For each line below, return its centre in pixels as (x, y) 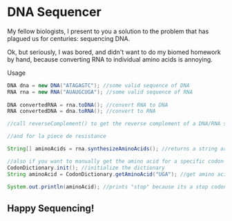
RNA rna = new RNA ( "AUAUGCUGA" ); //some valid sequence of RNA (100, 92)
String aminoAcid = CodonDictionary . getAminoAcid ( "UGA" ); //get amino (111, 174)
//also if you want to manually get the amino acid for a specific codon (116, 161)
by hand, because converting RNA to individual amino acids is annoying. (110, 59)
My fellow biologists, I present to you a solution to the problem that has (108, 31)
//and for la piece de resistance (57, 136)
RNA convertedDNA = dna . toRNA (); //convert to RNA (81, 112)
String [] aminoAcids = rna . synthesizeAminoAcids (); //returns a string (112, 149)
